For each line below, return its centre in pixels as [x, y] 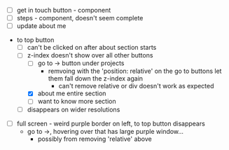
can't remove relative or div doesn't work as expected [136, 86]
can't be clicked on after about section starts [92, 48]
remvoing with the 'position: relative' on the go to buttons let [135, 71]
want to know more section [77, 102]
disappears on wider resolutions [74, 109]
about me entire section [72, 93]
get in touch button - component [64, 10]
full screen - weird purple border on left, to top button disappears [111, 123]
